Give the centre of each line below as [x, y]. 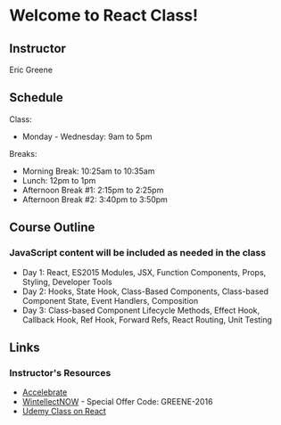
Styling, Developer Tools [67, 282]
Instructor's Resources [60, 372]
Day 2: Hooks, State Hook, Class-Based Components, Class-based [145, 291]
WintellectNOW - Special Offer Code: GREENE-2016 [117, 402]
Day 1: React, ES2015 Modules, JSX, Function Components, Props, [144, 272]
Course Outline [52, 228]
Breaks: [23, 153]
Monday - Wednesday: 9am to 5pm [87, 136]
